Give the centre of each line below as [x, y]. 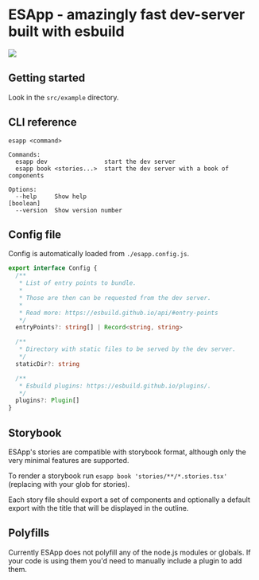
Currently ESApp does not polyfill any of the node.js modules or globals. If [129, 552]
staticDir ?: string [48, 364]
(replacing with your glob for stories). [69, 484]
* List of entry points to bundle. [77, 283]
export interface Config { [53, 268]
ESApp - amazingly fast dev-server [127, 15]
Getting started [47, 78]
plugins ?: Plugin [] [48, 401]
